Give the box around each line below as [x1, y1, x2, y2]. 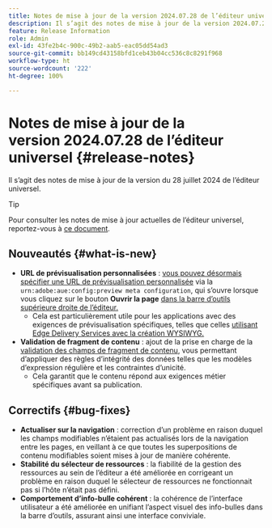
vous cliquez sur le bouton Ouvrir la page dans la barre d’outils [19, 294, 231, 304]
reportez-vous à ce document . [8, 223, 111, 233]
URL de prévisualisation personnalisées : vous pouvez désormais [19, 268, 242, 278]
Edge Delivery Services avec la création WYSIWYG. [32, 328, 205, 338]
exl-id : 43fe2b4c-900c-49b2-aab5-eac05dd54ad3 [8, 42, 168, 50]
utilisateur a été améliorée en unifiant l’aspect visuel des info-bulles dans [19, 502, 263, 512]
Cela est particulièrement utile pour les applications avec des [32, 311, 236, 321]
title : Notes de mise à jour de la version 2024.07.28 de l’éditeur [8, 11, 244, 20]
